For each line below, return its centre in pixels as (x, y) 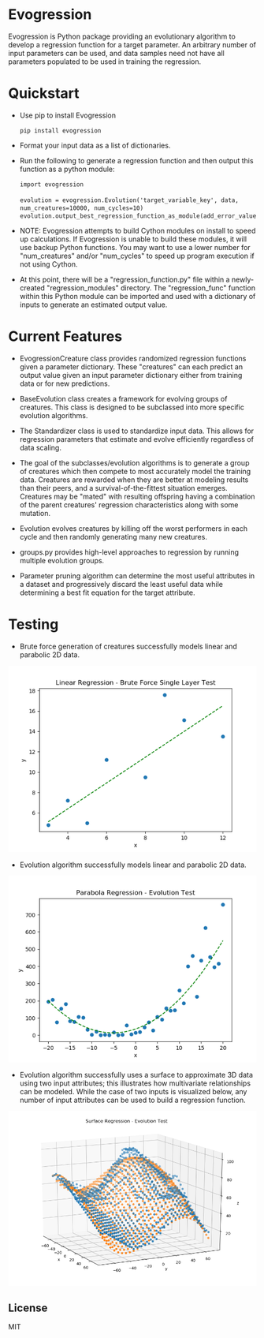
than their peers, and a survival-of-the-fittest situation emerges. (123, 488)
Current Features (65, 336)
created (32, 288)
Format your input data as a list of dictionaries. (95, 145)
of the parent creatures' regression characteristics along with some (129, 505)
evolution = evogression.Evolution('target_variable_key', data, (129, 200)
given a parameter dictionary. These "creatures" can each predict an (131, 366)
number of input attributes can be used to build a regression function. (132, 1100)
